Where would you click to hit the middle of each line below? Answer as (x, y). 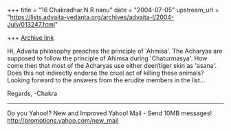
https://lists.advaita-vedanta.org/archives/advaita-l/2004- (92, 17)
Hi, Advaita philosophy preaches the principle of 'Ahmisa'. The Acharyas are (115, 51)
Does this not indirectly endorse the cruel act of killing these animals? (106, 73)
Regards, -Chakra (32, 93)
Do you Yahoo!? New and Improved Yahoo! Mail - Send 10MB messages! (110, 113)
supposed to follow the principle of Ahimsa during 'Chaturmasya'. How (107, 58)
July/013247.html (31, 24)
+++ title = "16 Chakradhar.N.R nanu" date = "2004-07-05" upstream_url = (113, 10)
